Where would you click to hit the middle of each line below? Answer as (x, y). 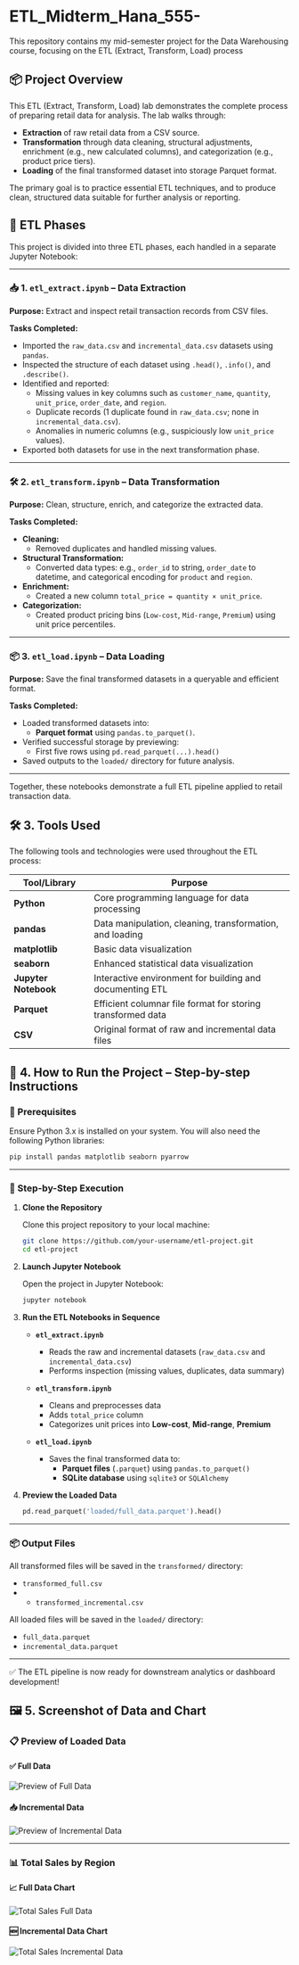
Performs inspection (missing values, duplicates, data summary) (166, 1370)
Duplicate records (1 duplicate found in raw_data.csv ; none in (147, 411)
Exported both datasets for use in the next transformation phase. (141, 450)
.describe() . (45, 374)
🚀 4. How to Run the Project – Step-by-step (130, 1072)
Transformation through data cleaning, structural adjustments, (137, 142)
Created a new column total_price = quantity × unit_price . (149, 596)
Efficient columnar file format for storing (177, 1003)
